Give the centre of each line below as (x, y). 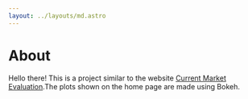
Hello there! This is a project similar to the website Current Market (118, 78)
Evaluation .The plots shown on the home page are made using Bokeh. (124, 86)
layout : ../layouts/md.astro (57, 16)
